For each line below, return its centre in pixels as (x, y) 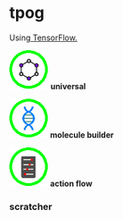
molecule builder (82, 135)
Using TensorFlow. (43, 38)
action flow (71, 183)
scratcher (31, 206)
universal (68, 86)
